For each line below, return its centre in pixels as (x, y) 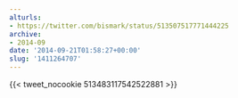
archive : (25, 34)
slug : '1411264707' (45, 59)
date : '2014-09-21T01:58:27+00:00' (75, 51)
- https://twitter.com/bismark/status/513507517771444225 (119, 26)
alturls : (25, 17)
